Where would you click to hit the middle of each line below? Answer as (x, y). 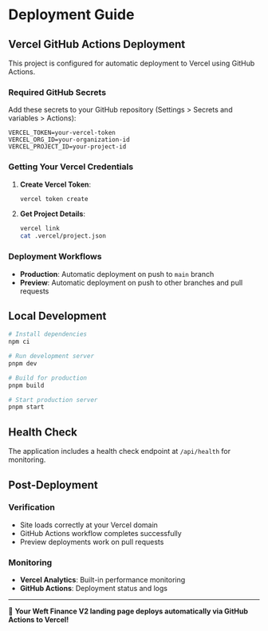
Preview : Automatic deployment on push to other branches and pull (131, 282)
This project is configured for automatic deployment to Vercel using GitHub (132, 63)
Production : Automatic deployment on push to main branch (117, 274)
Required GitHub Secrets (57, 92)
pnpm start (26, 407)
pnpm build (26, 385)
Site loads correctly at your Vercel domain (89, 525)
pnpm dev (23, 363)
